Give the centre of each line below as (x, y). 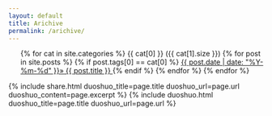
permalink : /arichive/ (47, 31)
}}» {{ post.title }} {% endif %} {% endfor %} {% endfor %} (152, 71)
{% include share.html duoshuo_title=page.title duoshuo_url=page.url (124, 86)
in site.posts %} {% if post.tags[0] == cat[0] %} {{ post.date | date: (132, 62)
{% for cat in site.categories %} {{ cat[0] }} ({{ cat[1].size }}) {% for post (140, 54)
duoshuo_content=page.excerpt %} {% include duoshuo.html (111, 95)
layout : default (36, 16)
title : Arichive (36, 23)
